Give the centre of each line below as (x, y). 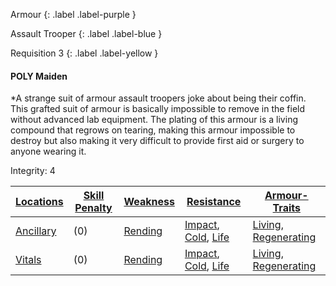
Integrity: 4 (33, 171)
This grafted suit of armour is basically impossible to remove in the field (158, 109)
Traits (286, 208)
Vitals (28, 260)
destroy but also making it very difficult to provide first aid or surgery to (157, 141)
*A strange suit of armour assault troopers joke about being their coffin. (158, 98)
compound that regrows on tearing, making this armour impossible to (153, 130)
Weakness (149, 202)
